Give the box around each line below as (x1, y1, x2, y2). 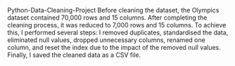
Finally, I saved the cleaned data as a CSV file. (7, 51, 141, 59)
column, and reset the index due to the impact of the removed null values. (7, 44, 222, 51)
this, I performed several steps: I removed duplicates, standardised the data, (7, 28, 229, 37)
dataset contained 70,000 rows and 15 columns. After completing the (7, 13, 208, 22)
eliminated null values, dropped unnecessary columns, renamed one (7, 36, 205, 44)
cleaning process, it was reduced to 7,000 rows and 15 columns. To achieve (7, 21, 227, 29)
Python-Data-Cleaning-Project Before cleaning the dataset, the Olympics (7, 6, 220, 14)
